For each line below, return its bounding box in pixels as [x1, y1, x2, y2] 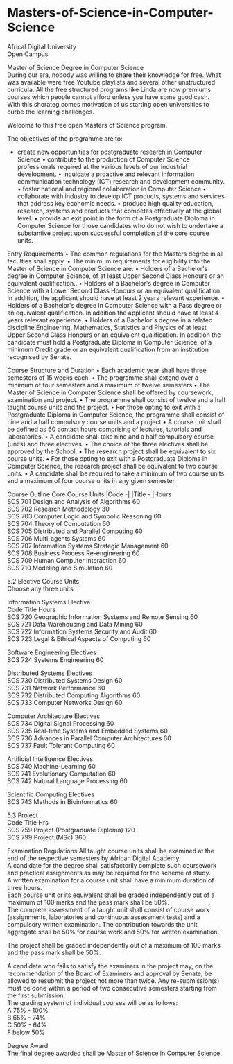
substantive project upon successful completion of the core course [17, 229, 209, 237]
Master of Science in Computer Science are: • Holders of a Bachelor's [7, 264, 208, 272]
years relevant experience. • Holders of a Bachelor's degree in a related [7, 315, 213, 324]
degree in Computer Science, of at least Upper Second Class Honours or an [7, 272, 224, 280]
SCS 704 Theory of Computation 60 [7, 519, 110, 527]
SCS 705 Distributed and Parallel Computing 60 [7, 527, 143, 535]
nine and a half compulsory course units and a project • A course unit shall [7, 417, 221, 426]
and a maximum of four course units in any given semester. [7, 476, 177, 485]
